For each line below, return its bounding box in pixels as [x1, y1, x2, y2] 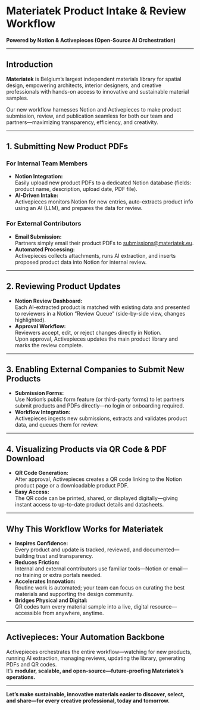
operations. [6, 673, 36, 681]
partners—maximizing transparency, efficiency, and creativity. [6, 118, 159, 126]
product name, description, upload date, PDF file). [14, 186, 138, 193]
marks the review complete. [14, 341, 83, 348]
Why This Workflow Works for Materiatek [6, 524, 164, 534]
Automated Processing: [14, 246, 76, 253]
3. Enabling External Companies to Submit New [6, 364, 185, 374]
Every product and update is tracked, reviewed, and [14, 546, 142, 553]
